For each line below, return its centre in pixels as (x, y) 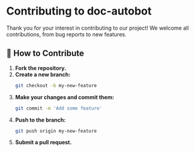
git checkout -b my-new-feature (56, 85)
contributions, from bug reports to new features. (67, 34)
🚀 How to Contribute (45, 54)
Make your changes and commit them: (64, 97)
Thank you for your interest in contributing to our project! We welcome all (97, 28)
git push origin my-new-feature (56, 131)
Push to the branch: (40, 120)
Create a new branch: (43, 74)
